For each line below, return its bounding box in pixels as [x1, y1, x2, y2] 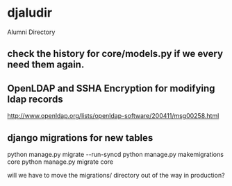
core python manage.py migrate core [7, 158, 114, 166]
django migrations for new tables [7, 132, 154, 144]
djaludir [7, 5, 53, 21]
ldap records [7, 93, 64, 105]
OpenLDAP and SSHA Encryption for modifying [7, 82, 215, 94]
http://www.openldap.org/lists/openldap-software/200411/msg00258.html [7, 112, 219, 120]
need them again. [7, 59, 85, 71]
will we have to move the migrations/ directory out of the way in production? [7, 171, 225, 179]
